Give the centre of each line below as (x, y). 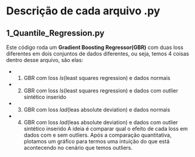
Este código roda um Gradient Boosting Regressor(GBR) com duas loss (95, 47)
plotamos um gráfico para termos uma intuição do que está (97, 141)
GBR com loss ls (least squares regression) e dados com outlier (101, 90)
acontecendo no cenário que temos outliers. (78, 148)
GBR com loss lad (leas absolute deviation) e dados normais (97, 110)
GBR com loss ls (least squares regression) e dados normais (97, 78)
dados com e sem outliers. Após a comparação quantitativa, (97, 135)
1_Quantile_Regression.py (55, 33)
